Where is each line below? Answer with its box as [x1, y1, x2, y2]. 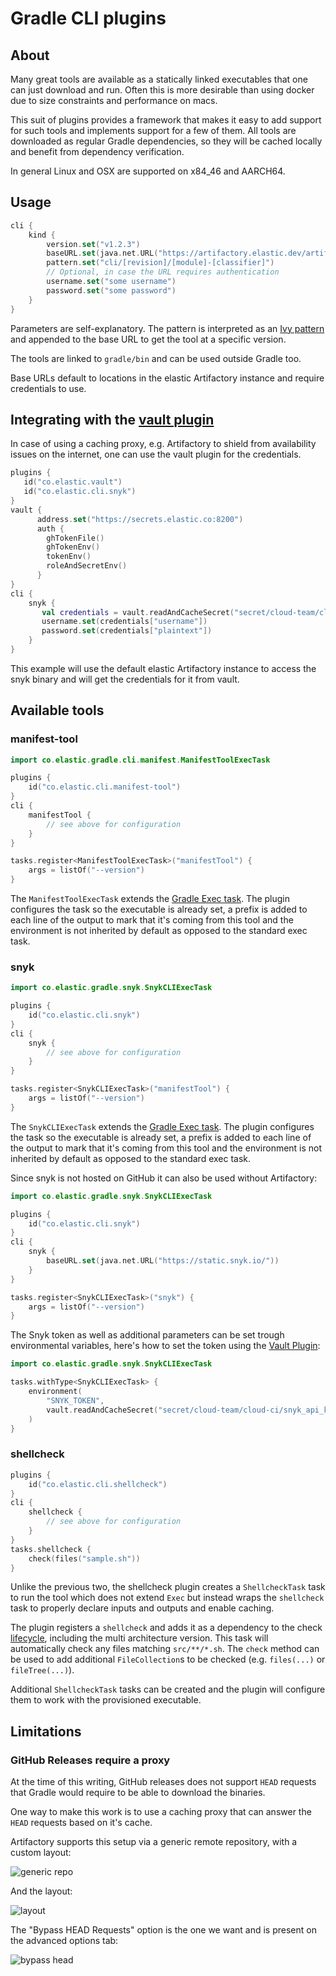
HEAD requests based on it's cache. [10, 1817, 153, 1829]
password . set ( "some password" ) [46, 285, 177, 296]
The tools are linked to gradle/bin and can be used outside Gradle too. [10, 352, 302, 364]
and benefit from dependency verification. [10, 146, 185, 157]
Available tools [10, 702, 105, 719]
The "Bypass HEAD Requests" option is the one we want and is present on [10, 1924, 317, 1936]
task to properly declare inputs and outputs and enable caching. [10, 1602, 275, 1614]
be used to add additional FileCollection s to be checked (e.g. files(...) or [10, 1653, 326, 1666]
